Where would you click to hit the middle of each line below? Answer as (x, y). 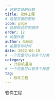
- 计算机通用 (21, 64)
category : (15, 60)
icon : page (16, 23)
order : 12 (15, 32)
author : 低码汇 (19, 42)
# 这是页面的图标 (20, 19)
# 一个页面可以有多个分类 (27, 55)
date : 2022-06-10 (23, 50)
